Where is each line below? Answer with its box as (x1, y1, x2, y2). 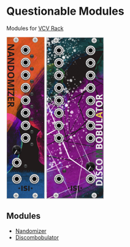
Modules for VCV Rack (6, 25, 64, 32)
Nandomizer (15, 227, 47, 234)
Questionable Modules (6, 4, 124, 18)
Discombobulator (15, 234, 59, 241)
